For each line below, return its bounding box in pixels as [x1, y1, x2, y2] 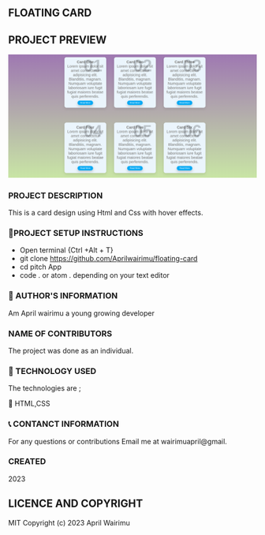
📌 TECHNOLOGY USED [8, 365, 97, 376]
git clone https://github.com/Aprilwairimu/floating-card [19, 254, 198, 264]
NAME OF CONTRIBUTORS [8, 327, 113, 339]
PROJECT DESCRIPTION [8, 189, 103, 200]
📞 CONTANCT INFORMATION [8, 418, 120, 429]
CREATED [8, 456, 47, 467]
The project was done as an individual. [8, 346, 134, 355]
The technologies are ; [8, 383, 81, 393]
